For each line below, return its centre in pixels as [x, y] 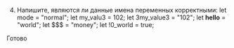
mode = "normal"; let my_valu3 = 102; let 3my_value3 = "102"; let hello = [121, 17]
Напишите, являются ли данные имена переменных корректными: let [122, 10]
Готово [17, 38]
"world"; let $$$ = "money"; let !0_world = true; [85, 25]
